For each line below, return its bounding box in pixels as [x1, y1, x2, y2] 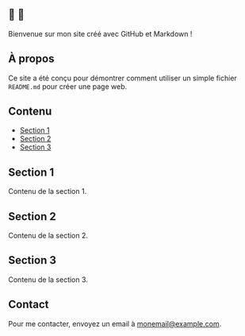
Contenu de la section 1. [8, 187, 87, 196]
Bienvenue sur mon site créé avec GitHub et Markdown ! [8, 29, 193, 38]
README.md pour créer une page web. [8, 81, 128, 91]
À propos [8, 52, 55, 66]
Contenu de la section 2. [8, 231, 89, 241]
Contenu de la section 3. [8, 275, 89, 284]
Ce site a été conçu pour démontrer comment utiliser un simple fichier [8, 73, 238, 83]
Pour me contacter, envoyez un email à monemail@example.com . [8, 319, 222, 328]
